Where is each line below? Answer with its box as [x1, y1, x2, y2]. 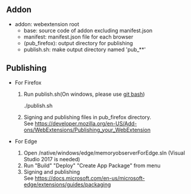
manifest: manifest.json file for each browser [23, 33, 134, 40]
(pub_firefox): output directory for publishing [23, 39, 133, 46]
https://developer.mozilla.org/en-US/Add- [35, 120, 137, 127]
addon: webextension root [14, 20, 79, 27]
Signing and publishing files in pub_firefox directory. [23, 113, 152, 121]
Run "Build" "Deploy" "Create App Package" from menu [23, 162, 161, 169]
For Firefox [14, 79, 42, 86]
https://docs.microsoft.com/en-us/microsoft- [35, 174, 145, 182]
